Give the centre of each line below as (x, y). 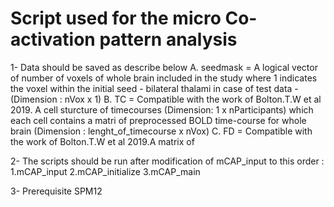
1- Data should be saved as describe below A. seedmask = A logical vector (164, 67)
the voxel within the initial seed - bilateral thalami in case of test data (151, 88)
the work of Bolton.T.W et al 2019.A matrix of (102, 141)
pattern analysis (168, 39)
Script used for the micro (116, 18)
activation (53, 39)
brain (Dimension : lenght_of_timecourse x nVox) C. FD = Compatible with (161, 131)
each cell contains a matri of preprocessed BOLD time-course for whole (158, 120)
